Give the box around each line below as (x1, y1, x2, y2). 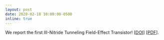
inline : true (5, 16, 32, 21)
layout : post (5, 7, 32, 12)
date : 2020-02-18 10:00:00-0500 (5, 12, 72, 17)
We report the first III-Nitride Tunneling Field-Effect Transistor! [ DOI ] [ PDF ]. (5, 30, 160, 36)
